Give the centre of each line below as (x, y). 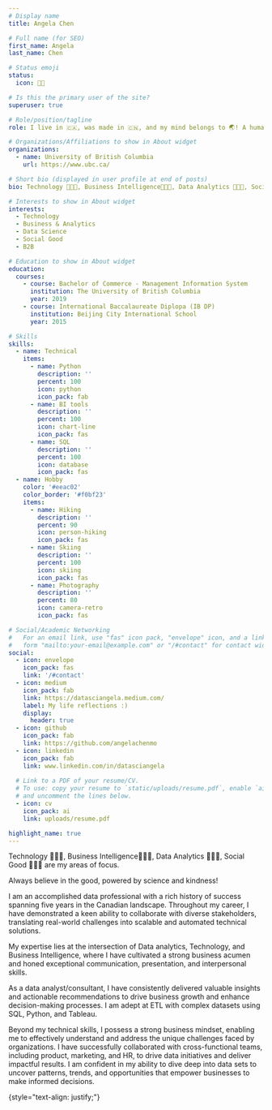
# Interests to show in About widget (72, 201)
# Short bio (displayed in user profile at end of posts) (108, 179)
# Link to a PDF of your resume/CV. (77, 781)
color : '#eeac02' (52, 488)
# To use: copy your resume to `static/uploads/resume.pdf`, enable (134, 789)
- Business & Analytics (55, 224)
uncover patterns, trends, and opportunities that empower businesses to (129, 1073)
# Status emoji (34, 68)
